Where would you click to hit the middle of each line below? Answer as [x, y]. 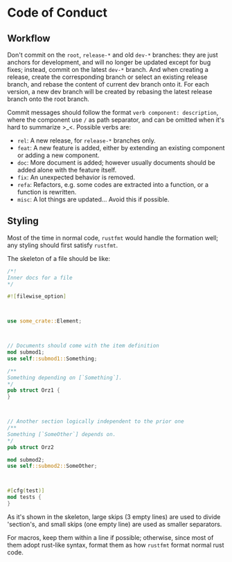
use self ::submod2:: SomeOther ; [52, 466]
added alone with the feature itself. [67, 170]
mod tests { [24, 497]
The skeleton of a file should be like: [59, 258]
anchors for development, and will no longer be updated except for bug [109, 62]
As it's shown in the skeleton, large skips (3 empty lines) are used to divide [114, 516]
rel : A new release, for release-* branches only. [86, 140]
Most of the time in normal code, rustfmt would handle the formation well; [113, 237]
